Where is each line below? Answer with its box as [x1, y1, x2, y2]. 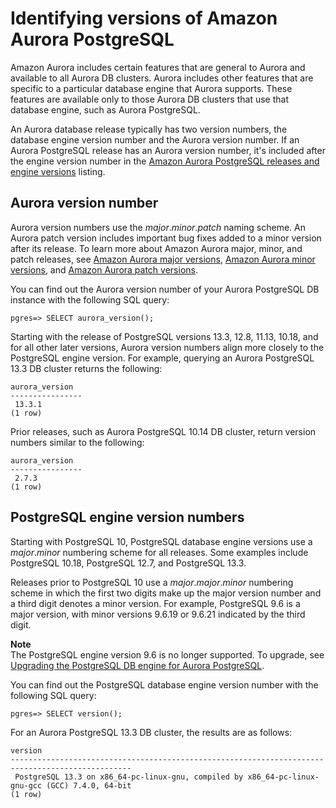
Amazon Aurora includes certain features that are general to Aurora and [10, 61, 306, 73]
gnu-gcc [10, 780, 43, 791]
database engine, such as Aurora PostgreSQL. [10, 103, 201, 116]
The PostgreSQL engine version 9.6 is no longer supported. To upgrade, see [10, 648, 325, 661]
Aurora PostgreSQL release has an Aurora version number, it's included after [10, 144, 326, 156]
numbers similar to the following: [10, 436, 145, 448]
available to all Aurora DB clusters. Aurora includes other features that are [10, 72, 314, 84]
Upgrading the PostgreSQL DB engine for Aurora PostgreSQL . [10, 659, 265, 671]
